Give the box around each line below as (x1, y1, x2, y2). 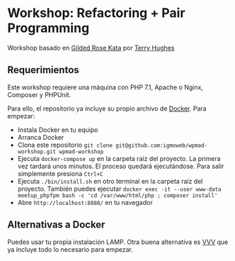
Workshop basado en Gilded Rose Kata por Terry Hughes (7, 43, 175, 52)
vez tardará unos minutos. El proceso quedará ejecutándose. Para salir (17, 162, 224, 170)
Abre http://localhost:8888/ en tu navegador (17, 198, 154, 206)
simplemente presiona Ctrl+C (17, 169, 104, 178)
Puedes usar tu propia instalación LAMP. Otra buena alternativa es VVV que (7, 238, 229, 246)
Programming (7, 20, 90, 36)
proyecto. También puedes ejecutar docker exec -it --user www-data (17, 184, 222, 193)
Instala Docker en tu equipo (17, 126, 98, 134)
